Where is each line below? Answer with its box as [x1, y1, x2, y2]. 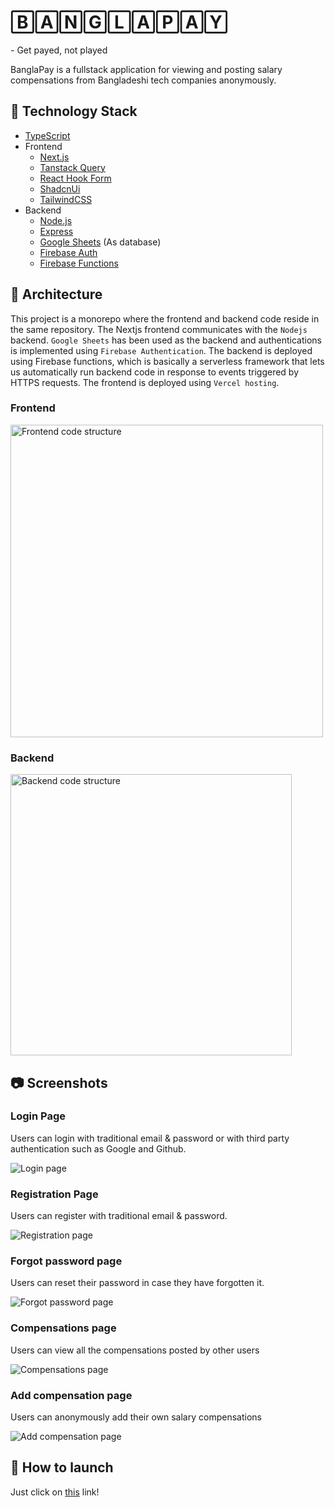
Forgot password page [10, 1254, 123, 1268]
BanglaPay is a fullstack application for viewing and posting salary [10, 63, 283, 75]
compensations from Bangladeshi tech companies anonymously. [10, 74, 277, 86]
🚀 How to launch [10, 1459, 114, 1476]
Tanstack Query [39, 161, 106, 173]
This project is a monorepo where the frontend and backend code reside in [10, 312, 320, 325]
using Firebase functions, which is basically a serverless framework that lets [10, 355, 325, 367]
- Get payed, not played [10, 44, 108, 56]
